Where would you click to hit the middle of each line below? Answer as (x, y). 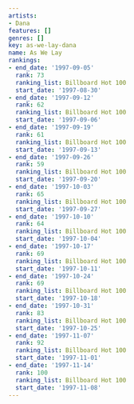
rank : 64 (30, 224)
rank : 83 (30, 313)
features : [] (30, 30)
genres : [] (26, 38)
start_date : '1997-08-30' (59, 90)
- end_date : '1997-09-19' (51, 127)
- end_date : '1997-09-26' (51, 157)
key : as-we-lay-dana (43, 46)
